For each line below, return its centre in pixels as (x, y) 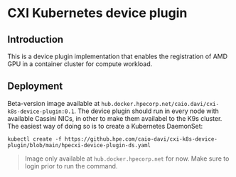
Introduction (36, 39)
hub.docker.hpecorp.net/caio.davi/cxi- (160, 104)
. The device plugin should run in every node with (146, 111)
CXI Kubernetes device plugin (97, 13)
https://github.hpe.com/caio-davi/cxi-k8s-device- (141, 139)
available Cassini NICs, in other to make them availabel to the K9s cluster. (115, 118)
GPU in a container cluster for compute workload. (80, 64)
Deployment (35, 86)
